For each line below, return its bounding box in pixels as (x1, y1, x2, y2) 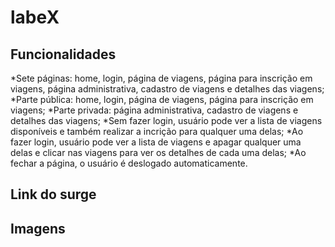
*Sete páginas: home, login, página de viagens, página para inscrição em (10, 72, 313, 84)
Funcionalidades (10, 46, 117, 63)
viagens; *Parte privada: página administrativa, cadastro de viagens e (10, 104, 299, 116)
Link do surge (10, 186, 97, 203)
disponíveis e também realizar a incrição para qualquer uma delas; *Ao (10, 126, 304, 137)
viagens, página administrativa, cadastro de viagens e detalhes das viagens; (10, 83, 325, 95)
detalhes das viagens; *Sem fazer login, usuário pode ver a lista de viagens (10, 115, 323, 126)
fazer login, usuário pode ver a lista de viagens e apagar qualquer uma (10, 136, 302, 148)
